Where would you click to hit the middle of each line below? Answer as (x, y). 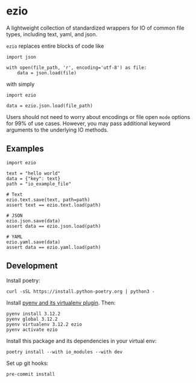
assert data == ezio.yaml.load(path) (54, 247)
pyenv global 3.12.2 (32, 319)
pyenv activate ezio (32, 330)
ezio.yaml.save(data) (33, 242)
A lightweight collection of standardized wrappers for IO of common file (95, 28)
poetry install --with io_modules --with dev (64, 352)
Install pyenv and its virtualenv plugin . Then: (61, 303)
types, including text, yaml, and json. (52, 34)
